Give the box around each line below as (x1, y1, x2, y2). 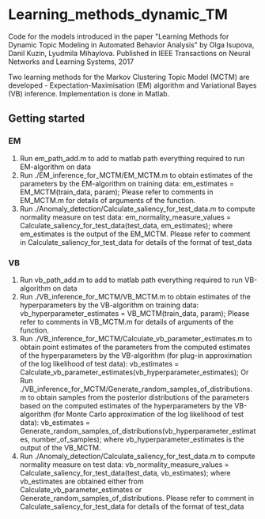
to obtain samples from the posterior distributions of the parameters (27, 393, 250, 402)
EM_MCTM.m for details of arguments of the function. (19, 195, 196, 205)
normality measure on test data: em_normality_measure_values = (19, 212, 232, 222)
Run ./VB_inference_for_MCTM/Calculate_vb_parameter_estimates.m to (19, 333, 252, 343)
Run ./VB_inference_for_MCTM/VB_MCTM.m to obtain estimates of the (19, 291, 251, 301)
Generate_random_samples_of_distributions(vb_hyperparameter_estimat (19, 426, 256, 435)
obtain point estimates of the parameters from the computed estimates (19, 342, 251, 352)
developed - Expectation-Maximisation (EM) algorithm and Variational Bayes (8, 81, 257, 90)
